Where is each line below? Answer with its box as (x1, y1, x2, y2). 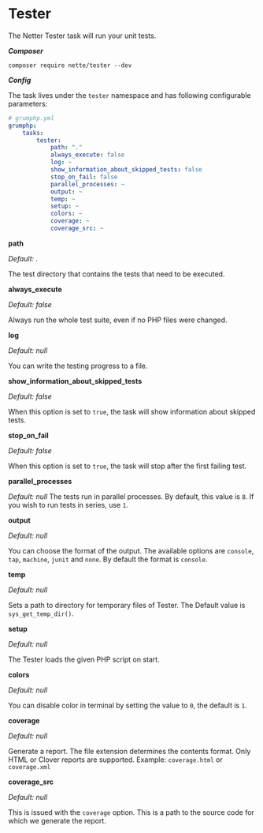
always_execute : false (50, 151, 125, 159)
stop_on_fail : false (50, 173, 118, 181)
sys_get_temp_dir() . (8, 609, 74, 618)
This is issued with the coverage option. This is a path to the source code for (8, 807, 254, 817)
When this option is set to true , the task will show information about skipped (8, 407, 256, 416)
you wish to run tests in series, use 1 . (8, 500, 128, 509)
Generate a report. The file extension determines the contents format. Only (8, 746, 251, 756)
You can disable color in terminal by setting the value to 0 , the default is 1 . (8, 700, 247, 710)
